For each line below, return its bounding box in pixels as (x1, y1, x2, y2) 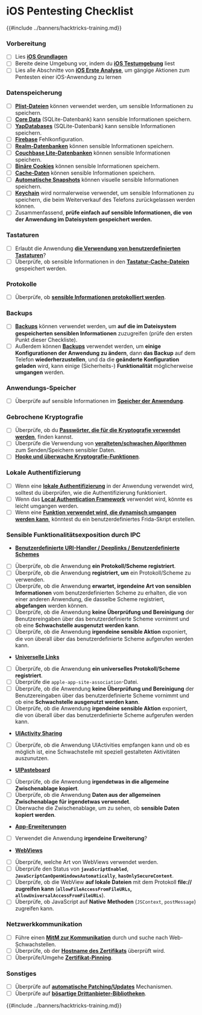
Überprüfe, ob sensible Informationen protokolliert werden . (14, 294, 166, 301)
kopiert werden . (14, 811, 56, 819)
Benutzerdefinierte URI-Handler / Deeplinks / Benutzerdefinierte (14, 544, 180, 552)
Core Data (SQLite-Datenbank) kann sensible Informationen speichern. (14, 115, 192, 123)
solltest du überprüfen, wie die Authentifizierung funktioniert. (14, 489, 167, 496)
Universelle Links (14, 653, 60, 660)
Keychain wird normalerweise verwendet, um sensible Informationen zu (14, 189, 194, 197)
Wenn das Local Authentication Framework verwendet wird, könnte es (14, 495, 193, 503)
